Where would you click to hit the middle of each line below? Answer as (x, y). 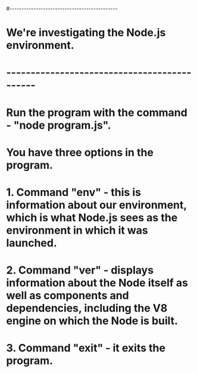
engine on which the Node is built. (92, 321)
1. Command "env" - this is (74, 192)
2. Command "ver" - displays (80, 270)
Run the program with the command (97, 112)
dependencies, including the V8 (87, 308)
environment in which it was (77, 230)
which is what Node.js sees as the (92, 217)
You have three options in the (80, 152)
